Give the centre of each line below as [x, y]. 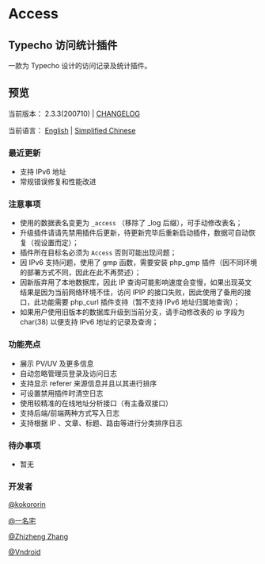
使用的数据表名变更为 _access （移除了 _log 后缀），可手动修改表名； [131, 223]
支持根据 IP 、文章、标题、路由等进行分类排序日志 [101, 423]
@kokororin [27, 505]
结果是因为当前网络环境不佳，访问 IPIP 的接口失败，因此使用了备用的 [132, 292]
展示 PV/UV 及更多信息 [57, 363]
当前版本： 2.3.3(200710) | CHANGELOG [74, 113]
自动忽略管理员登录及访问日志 [68, 373]
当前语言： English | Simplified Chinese [72, 130]
